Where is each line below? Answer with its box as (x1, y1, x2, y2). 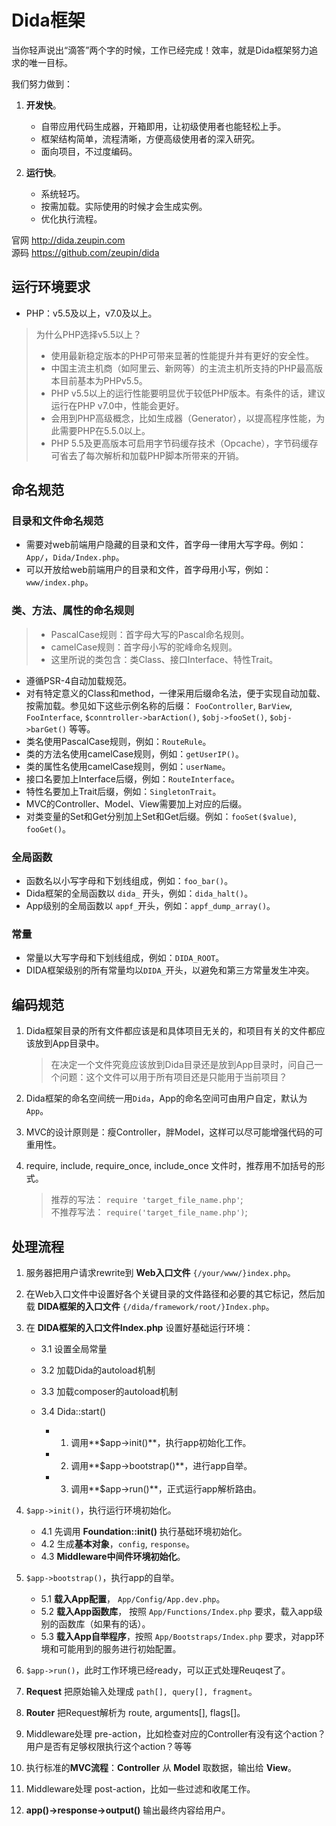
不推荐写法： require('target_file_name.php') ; (50, 1206, 248, 1218)
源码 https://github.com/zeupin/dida (11, 246, 160, 258)
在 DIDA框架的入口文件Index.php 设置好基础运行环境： (25, 1321, 254, 1333)
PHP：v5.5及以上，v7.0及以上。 (25, 307, 158, 319)
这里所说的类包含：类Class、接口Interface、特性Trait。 (50, 653, 279, 665)
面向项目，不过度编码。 (40, 145, 138, 157)
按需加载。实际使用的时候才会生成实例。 (40, 200, 208, 212)
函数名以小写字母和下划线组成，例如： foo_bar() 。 (25, 875, 234, 887)
